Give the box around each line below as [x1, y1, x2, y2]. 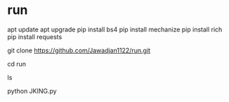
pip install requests [7, 32, 63, 41]
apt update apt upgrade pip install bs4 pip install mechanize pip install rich [7, 25, 223, 34]
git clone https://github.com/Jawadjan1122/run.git [7, 46, 151, 54]
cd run [7, 59, 27, 68]
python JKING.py [7, 87, 58, 95]
